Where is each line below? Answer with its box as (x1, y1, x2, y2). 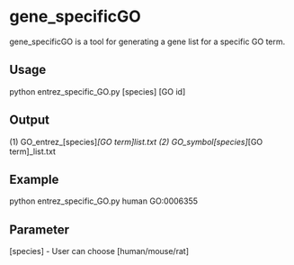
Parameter (9, 222, 70, 237)
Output (9, 113, 49, 128)
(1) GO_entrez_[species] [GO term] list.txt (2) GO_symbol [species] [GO (9, 136, 263, 147)
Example (9, 171, 59, 187)
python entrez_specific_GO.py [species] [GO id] (9, 86, 186, 96)
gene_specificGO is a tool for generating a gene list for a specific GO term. (9, 36, 286, 47)
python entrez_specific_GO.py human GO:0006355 (9, 196, 199, 206)
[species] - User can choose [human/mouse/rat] (9, 246, 189, 257)
